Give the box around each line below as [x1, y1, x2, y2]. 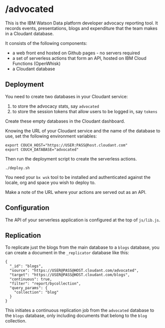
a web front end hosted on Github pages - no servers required [12, 50, 140, 56]
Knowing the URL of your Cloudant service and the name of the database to [5, 128, 161, 134]
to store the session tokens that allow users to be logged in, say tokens [12, 108, 158, 114]
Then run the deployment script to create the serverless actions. [5, 156, 137, 162]
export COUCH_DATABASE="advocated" [5, 147, 79, 152]
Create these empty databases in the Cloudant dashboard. [5, 118, 125, 124]
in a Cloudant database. [5, 30, 54, 36]
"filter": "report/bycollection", [9, 281, 81, 286]
